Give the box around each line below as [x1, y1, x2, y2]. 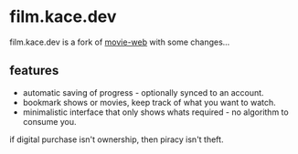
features [9, 63, 59, 78]
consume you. [22, 116, 77, 127]
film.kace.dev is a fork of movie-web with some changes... [9, 36, 230, 47]
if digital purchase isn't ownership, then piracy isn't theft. [9, 134, 224, 145]
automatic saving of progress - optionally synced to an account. [22, 87, 264, 98]
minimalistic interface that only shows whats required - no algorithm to [22, 107, 290, 118]
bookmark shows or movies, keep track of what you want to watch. [22, 97, 276, 108]
